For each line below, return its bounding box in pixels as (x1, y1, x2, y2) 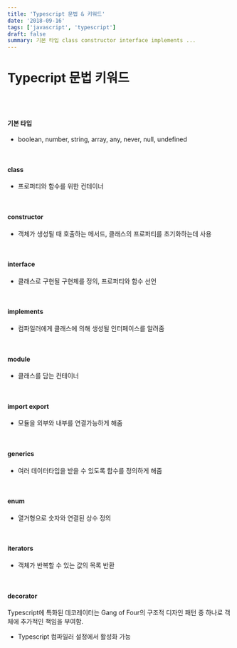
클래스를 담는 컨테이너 (17, 372, 80, 380)
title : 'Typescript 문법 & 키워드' (7, 10, 105, 18)
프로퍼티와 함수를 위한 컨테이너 (17, 182, 104, 191)
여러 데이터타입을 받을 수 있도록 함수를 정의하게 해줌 (17, 466, 162, 475)
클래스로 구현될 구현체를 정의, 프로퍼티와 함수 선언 (17, 276, 157, 285)
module (7, 355, 31, 363)
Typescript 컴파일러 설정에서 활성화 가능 (17, 632, 132, 641)
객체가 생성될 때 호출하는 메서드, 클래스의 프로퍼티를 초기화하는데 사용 (17, 229, 212, 238)
